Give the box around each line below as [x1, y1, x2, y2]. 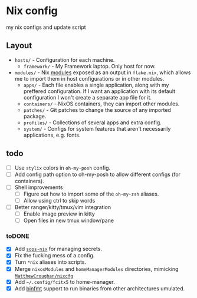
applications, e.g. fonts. [23, 131, 81, 138]
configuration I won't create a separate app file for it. [23, 94, 152, 101]
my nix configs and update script [6, 24, 87, 31]
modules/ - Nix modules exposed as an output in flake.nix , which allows [14, 69, 191, 76]
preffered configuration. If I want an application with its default [23, 87, 176, 95]
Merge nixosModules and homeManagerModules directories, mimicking [14, 265, 179, 272]
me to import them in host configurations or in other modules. [14, 75, 165, 82]
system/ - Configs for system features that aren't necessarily [23, 125, 171, 132]
